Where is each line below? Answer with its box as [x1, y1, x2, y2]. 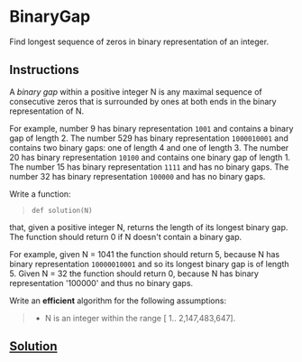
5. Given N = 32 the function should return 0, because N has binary [9, 268, 260, 279]
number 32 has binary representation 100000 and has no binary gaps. [9, 171, 266, 181]
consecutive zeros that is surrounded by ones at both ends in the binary [9, 96, 277, 107]
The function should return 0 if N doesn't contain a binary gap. [9, 231, 243, 242]
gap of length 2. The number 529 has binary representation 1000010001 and [9, 133, 288, 144]
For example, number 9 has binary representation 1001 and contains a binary [9, 123, 294, 134]
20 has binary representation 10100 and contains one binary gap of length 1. [9, 152, 291, 162]
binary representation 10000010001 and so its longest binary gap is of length [9, 258, 290, 269]
